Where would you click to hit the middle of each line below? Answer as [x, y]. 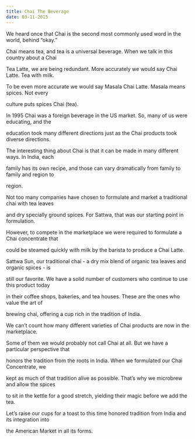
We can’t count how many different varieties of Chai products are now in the [98, 325]
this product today [28, 285]
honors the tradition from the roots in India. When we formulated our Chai [94, 360]
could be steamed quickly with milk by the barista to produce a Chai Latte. [95, 250]
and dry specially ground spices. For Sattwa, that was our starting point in [95, 215]
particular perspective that [38, 349]
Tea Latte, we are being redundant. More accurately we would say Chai [92, 69]
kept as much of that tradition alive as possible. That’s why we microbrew [94, 378]
